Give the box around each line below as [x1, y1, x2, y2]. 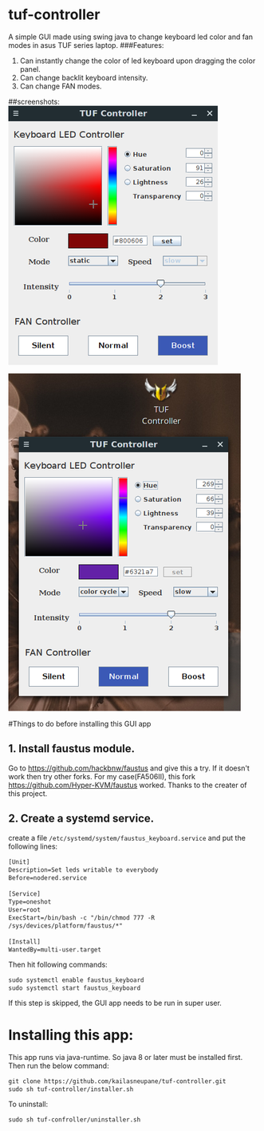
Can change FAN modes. [19, 81, 102, 91]
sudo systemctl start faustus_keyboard [8, 983, 141, 992]
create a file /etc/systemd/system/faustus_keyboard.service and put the [8, 833, 246, 842]
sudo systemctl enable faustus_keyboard [8, 975, 145, 984]
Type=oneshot [8, 897, 52, 906]
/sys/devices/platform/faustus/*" [8, 921, 124, 930]
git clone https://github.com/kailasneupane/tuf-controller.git [8, 1077, 227, 1086]
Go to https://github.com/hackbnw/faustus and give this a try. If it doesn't [8, 763, 250, 773]
